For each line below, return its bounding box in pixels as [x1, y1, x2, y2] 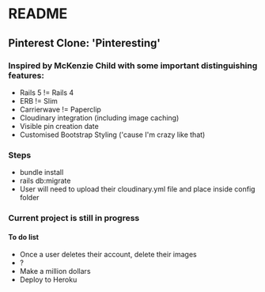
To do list [8, 232, 40, 241]
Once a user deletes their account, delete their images [19, 250, 198, 260]
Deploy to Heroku [19, 275, 78, 285]
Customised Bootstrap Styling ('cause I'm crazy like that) [19, 130, 206, 139]
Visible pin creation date [19, 121, 99, 131]
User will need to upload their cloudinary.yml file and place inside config [19, 184, 256, 194]
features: [8, 70, 45, 81]
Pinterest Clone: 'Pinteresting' [8, 36, 161, 50]
